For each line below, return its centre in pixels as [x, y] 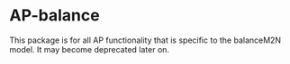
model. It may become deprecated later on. [89, 49]
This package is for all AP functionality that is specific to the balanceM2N [145, 40]
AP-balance [55, 16]
